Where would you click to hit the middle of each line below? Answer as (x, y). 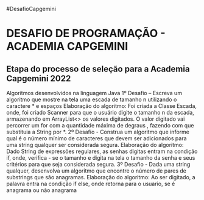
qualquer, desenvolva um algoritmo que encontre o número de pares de (97, 171)
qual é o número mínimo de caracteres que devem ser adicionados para (97, 138)
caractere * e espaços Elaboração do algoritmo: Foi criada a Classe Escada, (101, 106)
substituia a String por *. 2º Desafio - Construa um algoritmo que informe (98, 132)
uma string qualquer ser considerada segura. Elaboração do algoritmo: (95, 145)
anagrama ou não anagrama (42, 190)
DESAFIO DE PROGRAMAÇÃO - (86, 34)
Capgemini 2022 (39, 78)
